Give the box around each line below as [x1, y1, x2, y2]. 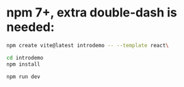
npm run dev [6, 73, 40, 80]
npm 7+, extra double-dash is [6, 5, 177, 21]
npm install [6, 60, 40, 68]
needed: [6, 19, 55, 35]
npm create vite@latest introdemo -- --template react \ [6, 42, 169, 49]
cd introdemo [6, 54, 44, 61]
